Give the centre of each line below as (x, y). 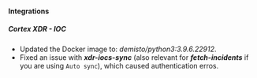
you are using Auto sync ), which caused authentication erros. (119, 65)
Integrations (29, 11)
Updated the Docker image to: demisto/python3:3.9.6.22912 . (118, 49)
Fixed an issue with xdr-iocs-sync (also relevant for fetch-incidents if (134, 57)
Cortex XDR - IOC (37, 29)
